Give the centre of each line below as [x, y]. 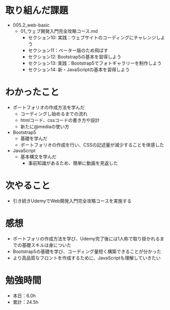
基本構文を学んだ [38, 156]
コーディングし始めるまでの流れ [54, 114]
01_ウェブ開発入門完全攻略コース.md [59, 31]
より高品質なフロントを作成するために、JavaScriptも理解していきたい [87, 258]
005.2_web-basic [31, 25]
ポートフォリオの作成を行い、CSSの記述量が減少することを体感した [92, 144]
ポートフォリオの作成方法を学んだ [49, 107]
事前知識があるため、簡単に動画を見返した [73, 163]
